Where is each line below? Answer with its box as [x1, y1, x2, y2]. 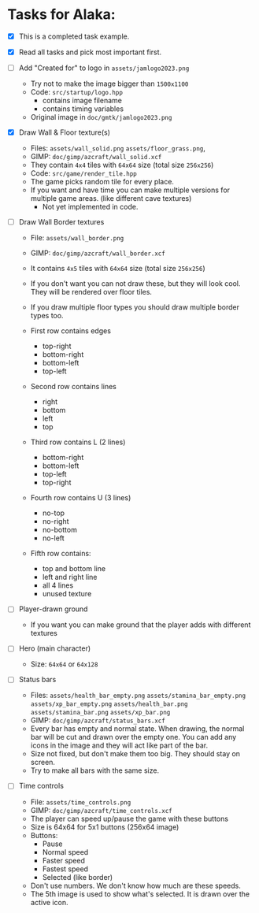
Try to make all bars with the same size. [30, 766, 159, 775]
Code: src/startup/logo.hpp [30, 87, 124, 97]
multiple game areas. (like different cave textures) [30, 194, 192, 203]
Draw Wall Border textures [18, 217, 105, 227]
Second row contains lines [30, 382, 117, 392]
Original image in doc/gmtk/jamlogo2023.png [30, 113, 172, 122]
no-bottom [42, 525, 78, 535]
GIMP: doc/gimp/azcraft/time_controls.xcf [30, 805, 172, 815]
